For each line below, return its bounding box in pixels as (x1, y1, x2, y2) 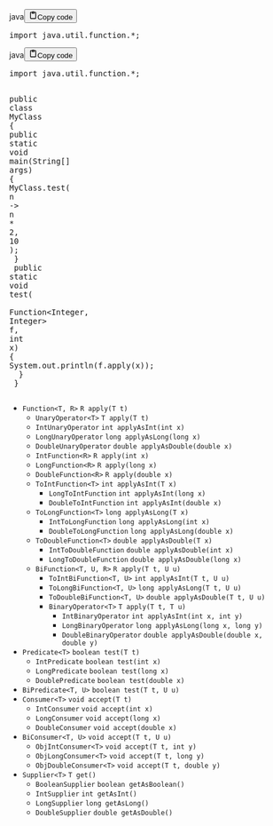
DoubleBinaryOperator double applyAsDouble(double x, (61, 631, 263, 639)
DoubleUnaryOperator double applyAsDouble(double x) (35, 442, 233, 451)
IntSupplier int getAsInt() (35, 790, 137, 798)
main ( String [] (9, 156, 71, 166)
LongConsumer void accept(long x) (35, 714, 161, 723)
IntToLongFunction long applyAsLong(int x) (48, 518, 210, 527)
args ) (9, 165, 34, 175)
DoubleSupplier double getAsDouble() (35, 808, 173, 817)
